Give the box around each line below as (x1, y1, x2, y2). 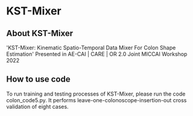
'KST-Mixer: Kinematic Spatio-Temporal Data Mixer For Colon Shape (6, 44, 176, 51)
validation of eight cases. (6, 103, 69, 110)
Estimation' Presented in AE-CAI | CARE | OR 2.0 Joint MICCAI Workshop (6, 50, 188, 58)
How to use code (6, 74, 71, 85)
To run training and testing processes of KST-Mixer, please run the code (6, 90, 186, 97)
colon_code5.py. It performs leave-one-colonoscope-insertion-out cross (6, 96, 187, 103)
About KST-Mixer (6, 28, 74, 38)
